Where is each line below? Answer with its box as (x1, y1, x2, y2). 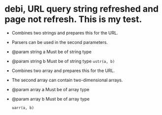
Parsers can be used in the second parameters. (11, 39, 108, 45)
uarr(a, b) (11, 105, 34, 110)
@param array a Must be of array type (11, 86, 89, 92)
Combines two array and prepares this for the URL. (11, 67, 115, 74)
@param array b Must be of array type (11, 96, 90, 102)
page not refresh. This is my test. (4, 14, 142, 25)
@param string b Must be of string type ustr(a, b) (11, 58, 115, 64)
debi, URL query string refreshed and (4, 3, 159, 15)
